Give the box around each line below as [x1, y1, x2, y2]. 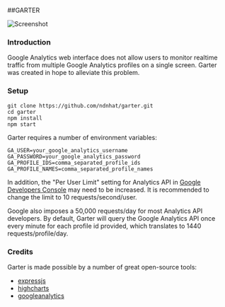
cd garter [7, 108, 37, 115]
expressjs [17, 276, 46, 285]
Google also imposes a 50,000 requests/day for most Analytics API [7, 207, 203, 215]
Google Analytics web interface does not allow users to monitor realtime [7, 53, 218, 62]
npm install [7, 115, 42, 122]
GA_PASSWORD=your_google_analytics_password [7, 153, 141, 160]
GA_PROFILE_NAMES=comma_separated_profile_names [7, 166, 154, 173]
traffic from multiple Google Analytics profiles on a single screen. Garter [7, 61, 217, 69]
